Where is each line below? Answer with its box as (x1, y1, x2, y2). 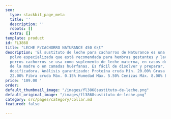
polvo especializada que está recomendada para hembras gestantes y (10, 54, 158, 60)
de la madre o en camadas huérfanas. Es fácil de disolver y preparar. (10, 64, 165, 69)
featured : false (5, 102, 40, 107)
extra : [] (10, 31, 31, 36)
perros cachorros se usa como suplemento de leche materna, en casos (10, 59, 160, 64)
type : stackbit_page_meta (10, 12, 65, 17)
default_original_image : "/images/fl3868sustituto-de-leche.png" (5, 92, 147, 97)
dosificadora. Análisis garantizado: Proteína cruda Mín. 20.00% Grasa (10, 69, 165, 74)
